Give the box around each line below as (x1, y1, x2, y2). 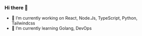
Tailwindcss (11, 20, 35, 26)
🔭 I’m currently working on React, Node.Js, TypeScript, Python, (11, 15, 138, 21)
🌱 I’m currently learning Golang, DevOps (11, 25, 92, 31)
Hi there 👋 (4, 4, 28, 11)
